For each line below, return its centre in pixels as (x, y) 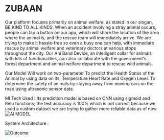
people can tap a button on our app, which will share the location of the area (82, 32)
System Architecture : (27, 123)
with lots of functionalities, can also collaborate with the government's (76, 58)
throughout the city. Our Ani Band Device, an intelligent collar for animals (78, 53)
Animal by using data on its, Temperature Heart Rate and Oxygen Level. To (80, 78)
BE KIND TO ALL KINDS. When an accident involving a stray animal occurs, (81, 27)
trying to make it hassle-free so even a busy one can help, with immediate (80, 43)
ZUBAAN (24, 9)
